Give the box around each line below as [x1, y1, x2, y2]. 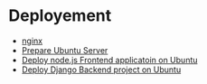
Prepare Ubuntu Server [21, 44, 108, 55]
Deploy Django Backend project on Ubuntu [21, 64, 182, 75]
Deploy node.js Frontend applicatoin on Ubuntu [21, 54, 198, 65]
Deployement [8, 5, 112, 26]
